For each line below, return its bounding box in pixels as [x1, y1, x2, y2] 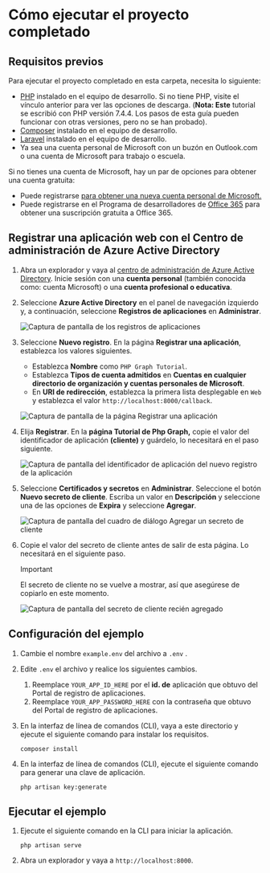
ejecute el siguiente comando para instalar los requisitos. [19, 729, 209, 739]
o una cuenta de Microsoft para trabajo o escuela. [19, 151, 186, 161]
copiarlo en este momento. [19, 588, 109, 598]
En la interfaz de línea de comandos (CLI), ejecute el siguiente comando [19, 759, 259, 769]
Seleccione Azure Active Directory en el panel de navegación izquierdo [19, 297, 259, 307]
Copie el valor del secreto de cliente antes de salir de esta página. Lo [19, 540, 249, 549]
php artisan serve [19, 842, 82, 850]
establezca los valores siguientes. [19, 345, 133, 355]
